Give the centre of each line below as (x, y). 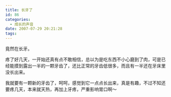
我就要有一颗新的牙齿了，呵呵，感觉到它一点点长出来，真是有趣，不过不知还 (85, 83)
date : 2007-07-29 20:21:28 (34, 29)
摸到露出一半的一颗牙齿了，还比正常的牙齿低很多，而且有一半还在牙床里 (90, 66)
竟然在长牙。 (19, 48)
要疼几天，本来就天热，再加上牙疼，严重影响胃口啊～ (61, 89)
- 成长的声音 (22, 24)
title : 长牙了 (19, 10)
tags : (11, 34)
